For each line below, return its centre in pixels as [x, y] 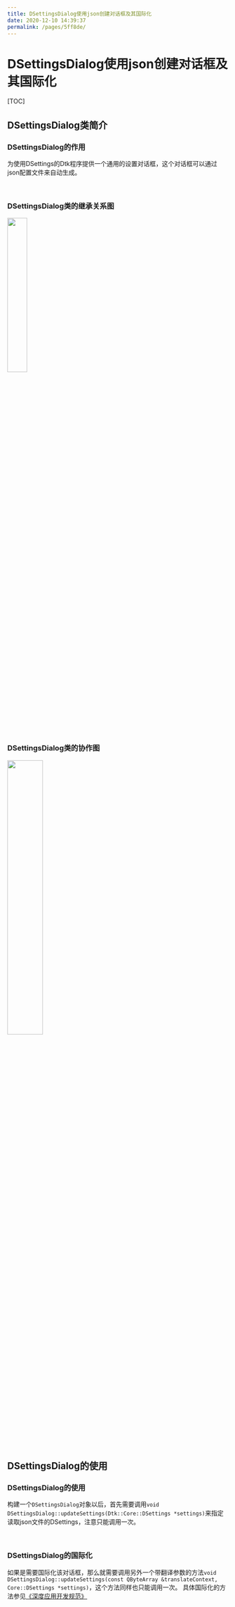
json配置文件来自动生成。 [44, 172]
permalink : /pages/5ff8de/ [47, 27]
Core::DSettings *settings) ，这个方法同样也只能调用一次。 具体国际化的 [114, 1587]
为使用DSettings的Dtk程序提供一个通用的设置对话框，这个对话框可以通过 [112, 164]
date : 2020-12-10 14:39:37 [47, 20]
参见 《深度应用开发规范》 [50, 1596]
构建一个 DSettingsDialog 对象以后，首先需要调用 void [83, 1504]
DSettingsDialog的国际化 [50, 1556]
